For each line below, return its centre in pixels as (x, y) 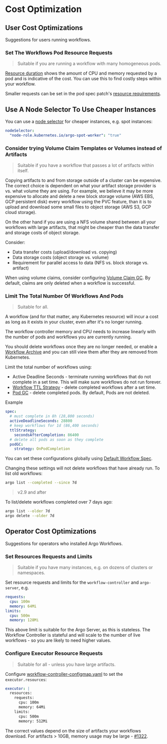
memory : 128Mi (24, 620)
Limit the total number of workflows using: (49, 367)
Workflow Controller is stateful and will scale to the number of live (73, 635)
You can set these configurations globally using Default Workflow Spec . (79, 458)
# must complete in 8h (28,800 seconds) (52, 416)
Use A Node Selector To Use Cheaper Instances (81, 109)
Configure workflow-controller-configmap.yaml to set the (64, 674)
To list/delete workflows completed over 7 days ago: (59, 502)
